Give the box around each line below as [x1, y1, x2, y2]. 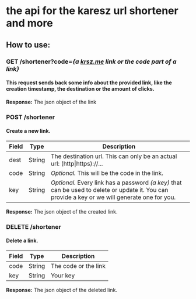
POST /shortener [6, 113, 55, 121]
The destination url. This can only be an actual [50, 152, 177, 160]
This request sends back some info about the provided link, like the [6, 79, 172, 86]
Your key [50, 271, 75, 279]
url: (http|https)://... [50, 159, 103, 167]
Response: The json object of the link [6, 98, 97, 105]
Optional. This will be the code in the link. [50, 169, 163, 177]
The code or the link [50, 262, 106, 270]
